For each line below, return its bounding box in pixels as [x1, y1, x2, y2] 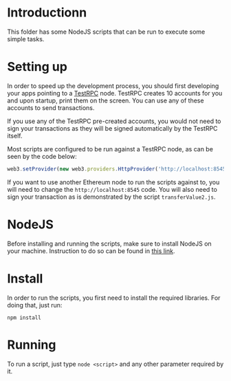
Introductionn [7, 5, 87, 21]
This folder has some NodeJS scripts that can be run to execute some [7, 28, 206, 36]
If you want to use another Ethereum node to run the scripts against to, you [7, 177, 220, 186]
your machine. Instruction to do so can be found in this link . [7, 246, 175, 255]
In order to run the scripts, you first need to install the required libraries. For [7, 294, 221, 302]
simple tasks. [7, 34, 45, 43]
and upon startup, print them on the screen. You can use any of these [7, 96, 204, 105]
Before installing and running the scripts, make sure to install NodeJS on [7, 239, 212, 248]
